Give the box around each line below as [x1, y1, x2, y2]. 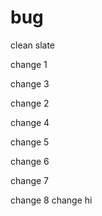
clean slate [10, 39, 56, 51]
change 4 [10, 116, 50, 128]
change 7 [10, 174, 50, 186]
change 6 [10, 155, 50, 167]
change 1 [10, 58, 48, 70]
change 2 [10, 97, 50, 109]
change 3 [10, 77, 50, 90]
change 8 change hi [10, 194, 93, 206]
